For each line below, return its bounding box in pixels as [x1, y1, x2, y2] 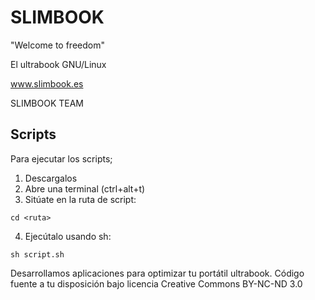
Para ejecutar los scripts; [10, 152, 113, 165]
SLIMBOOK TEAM [10, 97, 84, 109]
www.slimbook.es [10, 77, 84, 90]
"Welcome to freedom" [10, 39, 105, 51]
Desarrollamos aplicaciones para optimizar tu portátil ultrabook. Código [10, 267, 305, 279]
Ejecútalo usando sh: [24, 230, 112, 242]
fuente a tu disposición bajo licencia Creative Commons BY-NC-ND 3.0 [10, 277, 303, 290]
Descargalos [24, 172, 78, 184]
